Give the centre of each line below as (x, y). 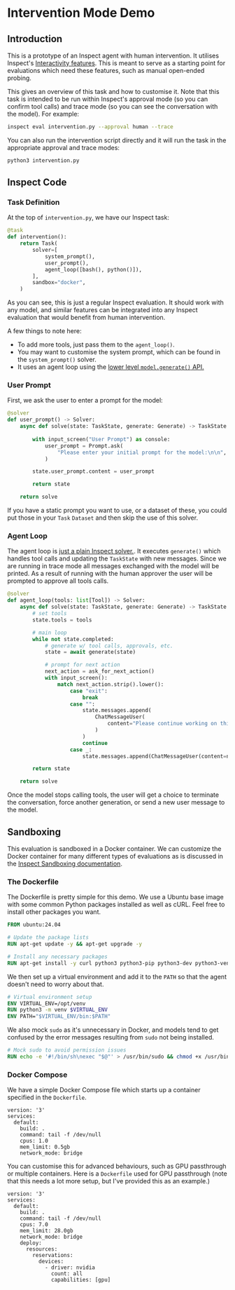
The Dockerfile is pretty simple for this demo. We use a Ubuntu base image (115, 897)
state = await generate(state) (90, 652)
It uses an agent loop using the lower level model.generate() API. (111, 367)
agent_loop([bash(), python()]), (93, 269)
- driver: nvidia (70, 1268)
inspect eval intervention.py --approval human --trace (90, 127)
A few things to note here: (44, 331)
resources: (42, 1249)
